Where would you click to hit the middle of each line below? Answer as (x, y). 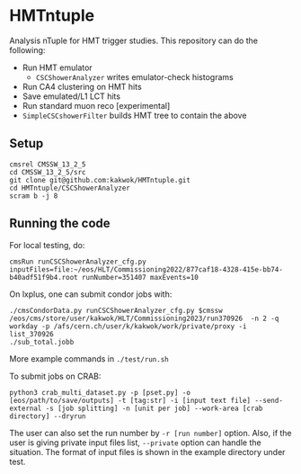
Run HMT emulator (57, 67)
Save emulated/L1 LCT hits (71, 96)
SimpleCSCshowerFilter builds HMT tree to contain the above (134, 115)
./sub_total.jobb (42, 342)
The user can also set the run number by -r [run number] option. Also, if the (150, 433)
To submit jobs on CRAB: (55, 376)
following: (27, 49)
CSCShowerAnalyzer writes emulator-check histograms (134, 76)
